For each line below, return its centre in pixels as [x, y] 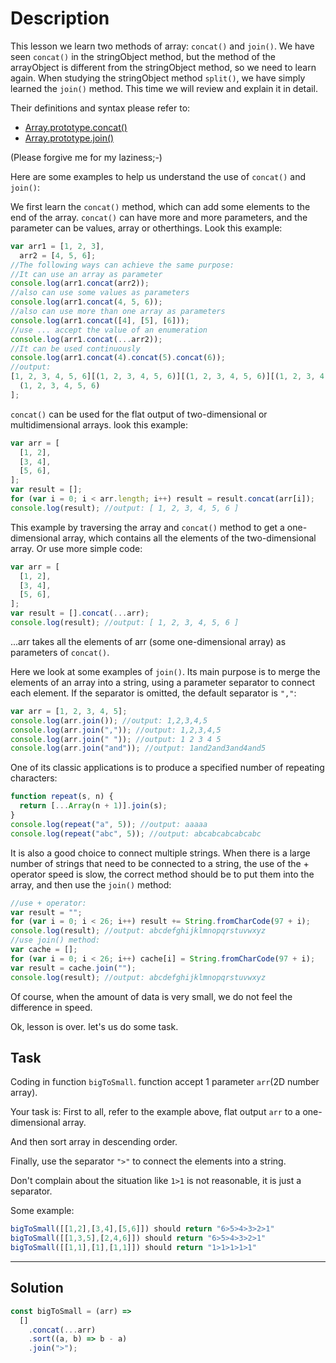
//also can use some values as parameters [100, 293]
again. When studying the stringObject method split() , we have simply [158, 78]
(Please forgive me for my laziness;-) [86, 157]
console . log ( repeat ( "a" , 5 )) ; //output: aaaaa [109, 824]
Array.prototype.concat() [76, 127]
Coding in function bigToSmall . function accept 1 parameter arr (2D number [165, 1082]
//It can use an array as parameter [86, 274]
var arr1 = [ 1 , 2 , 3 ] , [57, 246]
